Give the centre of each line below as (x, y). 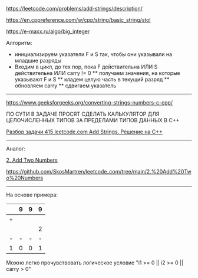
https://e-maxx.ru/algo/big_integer (48, 31)
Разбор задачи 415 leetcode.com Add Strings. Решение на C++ (85, 132)
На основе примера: (32, 195)
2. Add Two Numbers (32, 160)
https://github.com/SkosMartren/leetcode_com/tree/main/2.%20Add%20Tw (99, 171)
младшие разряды (38, 60)
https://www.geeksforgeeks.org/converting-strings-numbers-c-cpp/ (89, 102)
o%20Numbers (24, 178)
